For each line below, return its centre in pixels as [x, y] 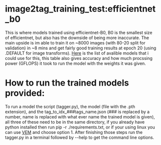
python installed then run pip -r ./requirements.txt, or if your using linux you [80, 127]
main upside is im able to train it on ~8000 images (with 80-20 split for [75, 43]
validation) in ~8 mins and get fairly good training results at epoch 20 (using [80, 48]
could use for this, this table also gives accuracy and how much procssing [79, 58]
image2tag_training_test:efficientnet [80, 9]
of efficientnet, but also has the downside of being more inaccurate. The [77, 38]
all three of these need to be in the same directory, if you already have [75, 122]
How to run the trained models [67, 83]
